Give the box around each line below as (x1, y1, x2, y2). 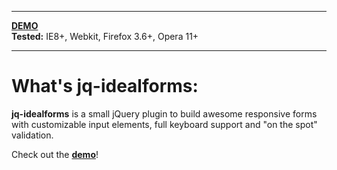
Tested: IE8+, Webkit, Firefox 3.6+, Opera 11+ (11, 31, 199, 42)
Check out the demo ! (11, 148, 99, 160)
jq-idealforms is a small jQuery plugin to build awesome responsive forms (11, 107, 318, 120)
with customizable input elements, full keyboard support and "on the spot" (11, 118, 318, 130)
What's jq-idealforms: (11, 75, 199, 98)
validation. (11, 129, 54, 141)
